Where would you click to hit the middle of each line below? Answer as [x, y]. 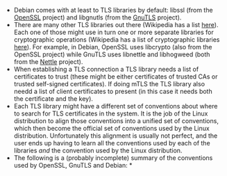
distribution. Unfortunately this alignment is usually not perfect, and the [116, 136]
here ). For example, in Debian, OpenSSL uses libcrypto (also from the [113, 47]
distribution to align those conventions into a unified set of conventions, [116, 121]
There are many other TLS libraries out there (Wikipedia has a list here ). [116, 25]
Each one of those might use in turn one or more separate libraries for [113, 32]
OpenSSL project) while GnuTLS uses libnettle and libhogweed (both [112, 54]
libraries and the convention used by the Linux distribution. [98, 150]
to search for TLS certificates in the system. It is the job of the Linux [111, 113]
